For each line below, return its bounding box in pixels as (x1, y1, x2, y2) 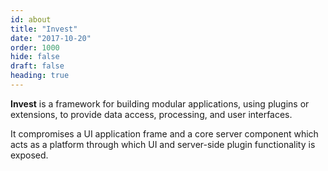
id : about (10, 14, 52, 25)
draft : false (10, 61, 65, 71)
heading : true (10, 71, 70, 81)
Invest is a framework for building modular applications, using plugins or (10, 97, 310, 110)
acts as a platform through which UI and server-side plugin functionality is (10, 138, 316, 150)
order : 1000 (10, 42, 60, 53)
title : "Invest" (10, 24, 78, 34)
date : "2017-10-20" (10, 33, 92, 43)
